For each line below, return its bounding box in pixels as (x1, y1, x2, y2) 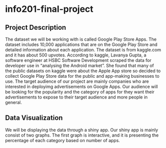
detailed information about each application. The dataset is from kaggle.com (5, 47, 162, 52)
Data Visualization (5, 114, 63, 122)
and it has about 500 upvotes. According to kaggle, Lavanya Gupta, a (5, 52, 147, 58)
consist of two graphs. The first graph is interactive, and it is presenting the (5, 132, 159, 138)
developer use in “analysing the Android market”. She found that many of (5, 63, 155, 68)
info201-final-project (5, 3, 94, 15)
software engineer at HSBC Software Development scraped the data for (5, 57, 152, 63)
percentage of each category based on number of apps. (5, 137, 120, 143)
